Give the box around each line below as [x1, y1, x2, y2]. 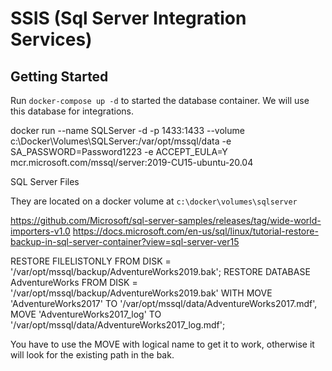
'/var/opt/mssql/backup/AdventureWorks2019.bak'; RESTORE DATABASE [10, 266, 311, 277]
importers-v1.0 [10, 225, 71, 237]
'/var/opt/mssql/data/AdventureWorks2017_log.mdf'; [10, 319, 226, 331]
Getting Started [10, 68, 109, 85]
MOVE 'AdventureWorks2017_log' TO [10, 308, 162, 320]
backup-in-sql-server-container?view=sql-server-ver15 [10, 236, 240, 247]
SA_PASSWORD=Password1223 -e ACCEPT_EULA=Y [10, 146, 228, 157]
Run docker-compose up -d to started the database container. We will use [10, 95, 310, 106]
